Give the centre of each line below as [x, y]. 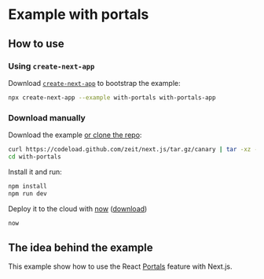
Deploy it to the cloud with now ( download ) [78, 208]
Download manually [47, 117]
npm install [27, 186]
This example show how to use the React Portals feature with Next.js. [121, 266]
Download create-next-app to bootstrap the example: [94, 83]
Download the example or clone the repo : [75, 135]
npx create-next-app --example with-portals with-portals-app [112, 97]
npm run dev [27, 193]
